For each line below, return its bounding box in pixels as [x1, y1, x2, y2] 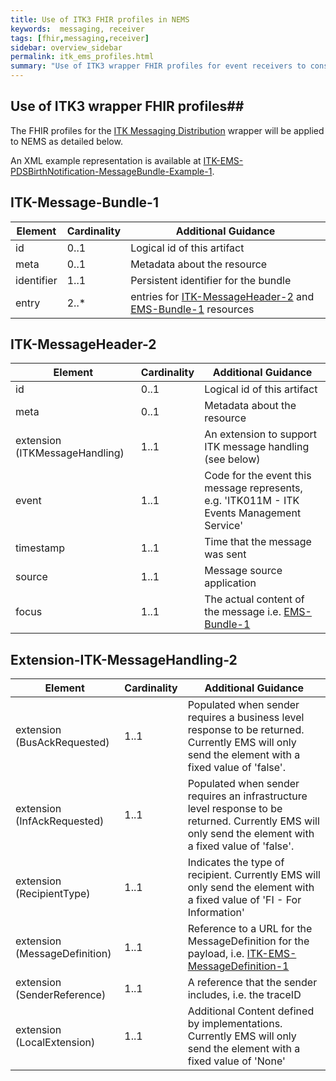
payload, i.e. [187, 947, 245, 961]
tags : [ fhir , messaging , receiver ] [10, 33, 150, 43]
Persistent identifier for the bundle [130, 273, 292, 287]
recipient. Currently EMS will [187, 868, 321, 882]
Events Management [204, 506, 302, 520]
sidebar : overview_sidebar [10, 42, 123, 53]
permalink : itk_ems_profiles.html [10, 52, 155, 62]
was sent [204, 547, 247, 561]
